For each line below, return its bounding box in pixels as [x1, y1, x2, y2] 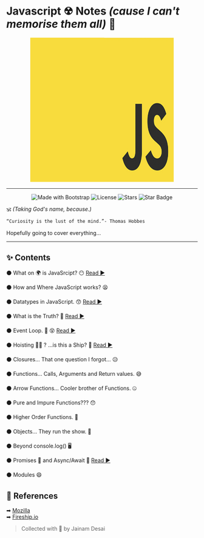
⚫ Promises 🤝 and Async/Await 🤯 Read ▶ [6, 457, 110, 464]
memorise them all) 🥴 [6, 17, 117, 31]
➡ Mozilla [6, 507, 30, 514]
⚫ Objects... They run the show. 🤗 [6, 427, 92, 435]
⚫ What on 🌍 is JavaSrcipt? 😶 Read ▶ [6, 269, 105, 276]
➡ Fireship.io [6, 513, 38, 520]
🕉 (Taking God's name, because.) [6, 205, 92, 213]
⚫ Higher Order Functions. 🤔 [6, 413, 79, 420]
